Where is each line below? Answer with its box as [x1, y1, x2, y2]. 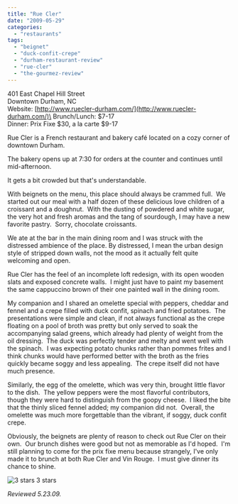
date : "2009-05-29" [7, 17, 65, 24]
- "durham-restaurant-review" [13, 57, 103, 64]
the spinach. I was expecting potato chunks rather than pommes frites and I [7, 344, 231, 352]
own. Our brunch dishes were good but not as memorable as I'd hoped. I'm [7, 439, 231, 448]
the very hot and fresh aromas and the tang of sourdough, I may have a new [7, 212, 230, 221]
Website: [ [7, 104, 38, 113]
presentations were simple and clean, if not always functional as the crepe [7, 314, 225, 322]
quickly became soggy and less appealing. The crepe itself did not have [7, 359, 220, 368]
